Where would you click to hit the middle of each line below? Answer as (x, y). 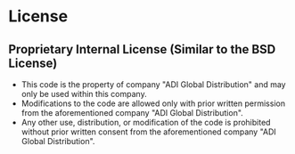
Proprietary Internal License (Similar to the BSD (142, 49)
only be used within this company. (84, 94)
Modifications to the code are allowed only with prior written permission (153, 103)
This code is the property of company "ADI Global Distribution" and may (153, 85)
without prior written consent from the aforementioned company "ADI (149, 132)
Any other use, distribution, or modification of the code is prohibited (146, 122)
